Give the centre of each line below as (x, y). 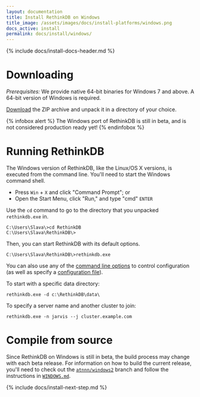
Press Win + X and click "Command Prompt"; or (72, 192)
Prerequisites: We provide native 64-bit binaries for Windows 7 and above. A (100, 92)
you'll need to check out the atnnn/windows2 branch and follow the (87, 369)
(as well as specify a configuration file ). (55, 272)
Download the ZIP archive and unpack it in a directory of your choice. (92, 110)
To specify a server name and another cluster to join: (71, 306)
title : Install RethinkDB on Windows (53, 17)
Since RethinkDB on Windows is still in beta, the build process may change (98, 356)
